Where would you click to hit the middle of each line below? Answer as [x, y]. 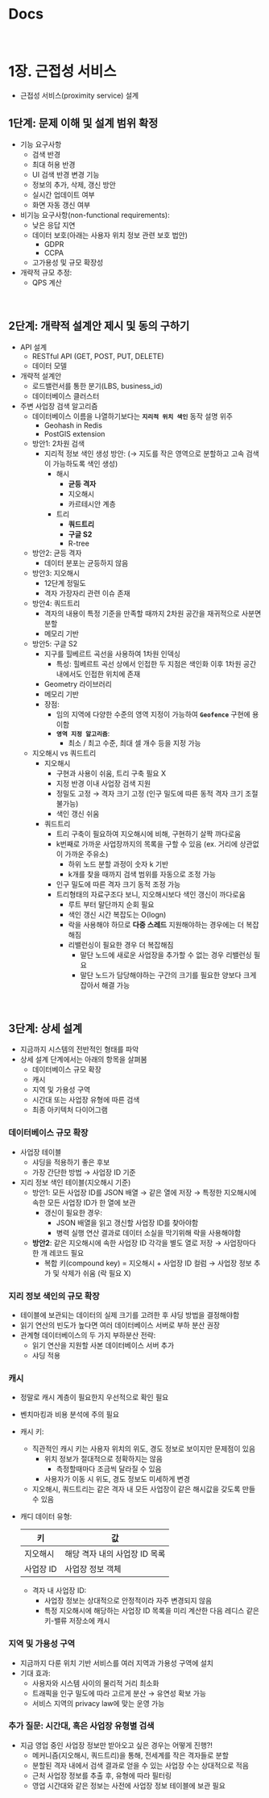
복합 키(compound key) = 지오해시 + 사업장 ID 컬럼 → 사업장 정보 [148, 1263]
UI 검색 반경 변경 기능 [66, 174]
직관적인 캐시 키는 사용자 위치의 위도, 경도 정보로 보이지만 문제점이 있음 [144, 1449]
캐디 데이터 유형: [46, 1516]
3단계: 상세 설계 [46, 1029]
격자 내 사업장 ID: [59, 1591]
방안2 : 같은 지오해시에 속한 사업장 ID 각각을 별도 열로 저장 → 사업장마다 [144, 1243]
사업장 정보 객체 [93, 1569]
